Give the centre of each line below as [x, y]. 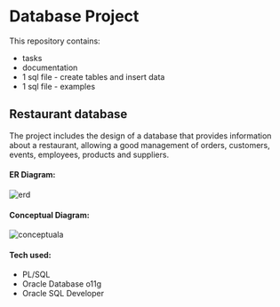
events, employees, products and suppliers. [89, 154]
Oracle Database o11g [62, 284]
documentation [50, 67]
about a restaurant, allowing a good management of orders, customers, [140, 145]
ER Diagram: [32, 175]
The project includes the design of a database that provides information [140, 136]
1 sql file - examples [59, 86]
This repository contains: [55, 41]
